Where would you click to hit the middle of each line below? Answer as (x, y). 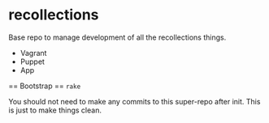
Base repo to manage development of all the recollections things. (117, 37)
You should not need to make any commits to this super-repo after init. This (134, 101)
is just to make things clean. (55, 110)
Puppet (32, 61)
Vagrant (33, 53)
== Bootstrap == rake (45, 86)
